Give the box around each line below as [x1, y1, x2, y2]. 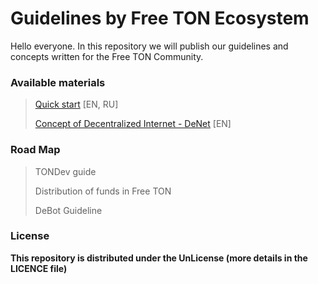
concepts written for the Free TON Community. [10, 50, 204, 62]
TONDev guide [34, 165, 97, 177]
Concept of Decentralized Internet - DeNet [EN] [34, 118, 232, 130]
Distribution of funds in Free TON [34, 185, 172, 197]
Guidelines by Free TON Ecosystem [10, 7, 310, 30]
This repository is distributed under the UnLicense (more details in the [10, 252, 308, 264]
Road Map [10, 143, 61, 157]
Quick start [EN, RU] [34, 98, 119, 111]
